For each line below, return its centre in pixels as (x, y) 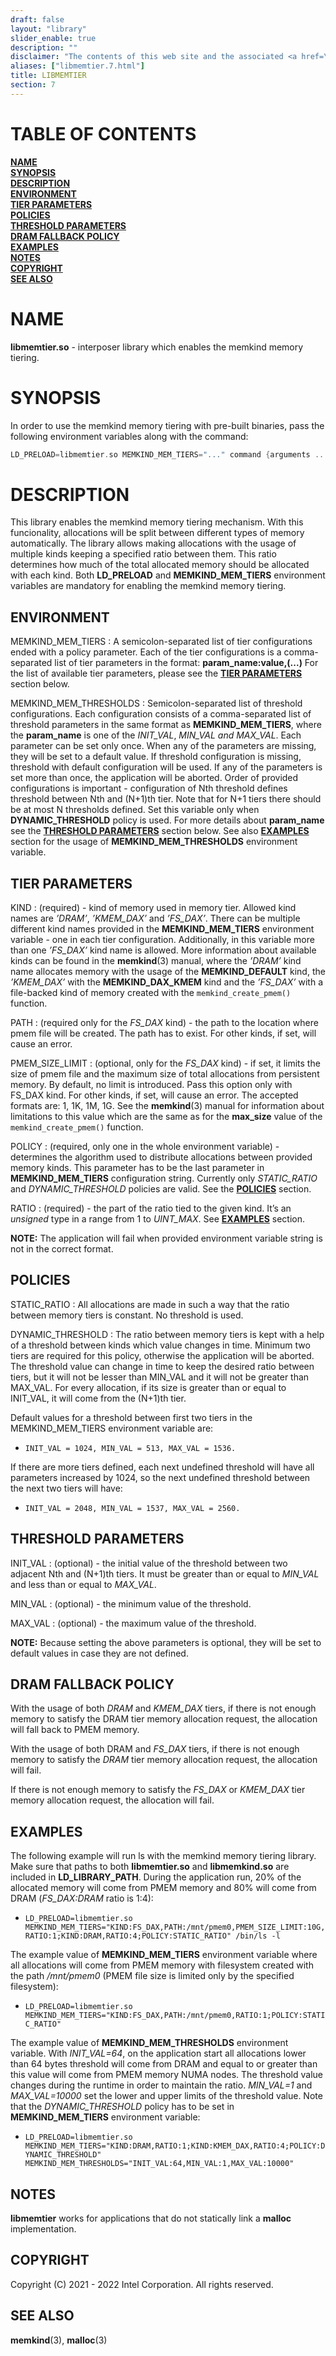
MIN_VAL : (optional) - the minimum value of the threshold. (131, 1603)
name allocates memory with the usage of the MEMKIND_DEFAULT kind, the (168, 971)
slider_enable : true (53, 38)
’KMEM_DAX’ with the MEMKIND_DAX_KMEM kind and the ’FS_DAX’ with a (167, 982)
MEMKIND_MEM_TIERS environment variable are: (112, 1428)
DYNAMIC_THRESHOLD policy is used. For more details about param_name (167, 820)
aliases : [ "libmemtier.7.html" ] (77, 66)
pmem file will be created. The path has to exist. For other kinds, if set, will (163, 1033)
